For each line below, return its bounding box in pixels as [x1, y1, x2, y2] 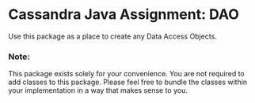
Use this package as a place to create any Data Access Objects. [8, 31, 218, 41]
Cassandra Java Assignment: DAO [8, 6, 240, 24]
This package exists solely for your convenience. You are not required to [8, 69, 245, 79]
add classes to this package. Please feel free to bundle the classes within [8, 77, 248, 87]
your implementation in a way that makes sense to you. [8, 86, 188, 95]
